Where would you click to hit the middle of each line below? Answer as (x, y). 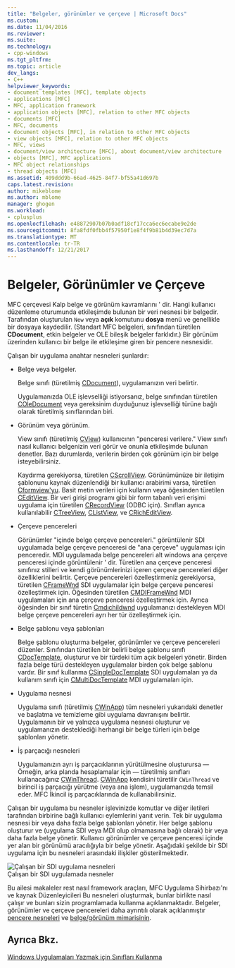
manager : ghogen (31, 204)
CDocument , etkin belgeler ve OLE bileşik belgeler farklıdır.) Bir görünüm (113, 334)
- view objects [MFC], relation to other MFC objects (88, 138)
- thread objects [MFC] (42, 171)
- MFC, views (26, 145)
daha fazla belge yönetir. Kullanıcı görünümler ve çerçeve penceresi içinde (115, 838)
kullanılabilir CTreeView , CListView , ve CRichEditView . (95, 513)
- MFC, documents (33, 125)
